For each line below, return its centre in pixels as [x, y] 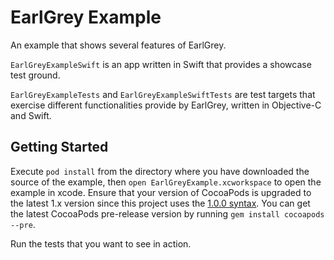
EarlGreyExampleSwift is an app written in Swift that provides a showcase [161, 64]
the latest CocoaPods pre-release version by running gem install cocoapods [167, 213]
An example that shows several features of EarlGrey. [118, 45]
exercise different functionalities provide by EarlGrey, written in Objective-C [166, 105]
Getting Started [59, 147]
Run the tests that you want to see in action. [101, 243]
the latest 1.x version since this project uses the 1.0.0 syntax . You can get [160, 203]
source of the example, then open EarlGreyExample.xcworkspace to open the [166, 182]
